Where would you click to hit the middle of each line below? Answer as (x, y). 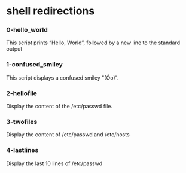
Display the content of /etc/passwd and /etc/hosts (68, 135)
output (14, 49)
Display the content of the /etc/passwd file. (59, 107)
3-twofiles (22, 122)
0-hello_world (27, 30)
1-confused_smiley (34, 65)
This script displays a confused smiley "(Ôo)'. (62, 78)
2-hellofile (22, 93)
